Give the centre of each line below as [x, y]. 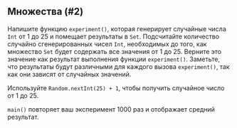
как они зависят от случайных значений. [69, 74]
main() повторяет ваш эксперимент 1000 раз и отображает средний [111, 109]
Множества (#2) [46, 12]
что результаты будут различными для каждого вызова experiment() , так [118, 66]
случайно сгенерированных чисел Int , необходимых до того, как [107, 44]
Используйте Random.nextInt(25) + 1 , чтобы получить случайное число [116, 87]
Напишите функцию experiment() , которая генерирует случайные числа [117, 28]
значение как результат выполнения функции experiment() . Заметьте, [114, 59]
